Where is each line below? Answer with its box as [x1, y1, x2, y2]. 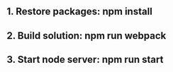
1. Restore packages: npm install [6, 6, 153, 18]
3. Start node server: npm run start [6, 54, 164, 66]
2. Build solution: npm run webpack [6, 30, 167, 42]
